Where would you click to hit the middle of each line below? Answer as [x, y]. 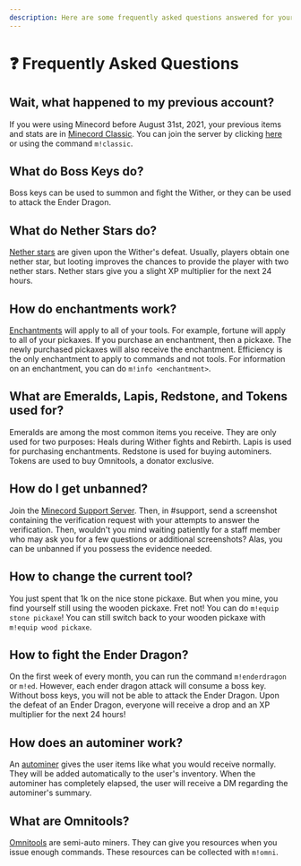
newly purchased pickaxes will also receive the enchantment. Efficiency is [146, 349]
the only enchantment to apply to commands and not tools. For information [147, 359]
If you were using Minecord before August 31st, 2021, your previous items [146, 124]
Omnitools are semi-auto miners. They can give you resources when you [143, 842]
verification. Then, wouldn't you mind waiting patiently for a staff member [145, 529]
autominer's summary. [51, 793]
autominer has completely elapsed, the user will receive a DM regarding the [149, 784]
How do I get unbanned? [78, 489]
